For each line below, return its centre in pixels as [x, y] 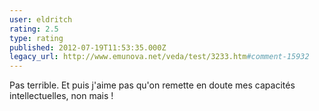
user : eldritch [41, 19]
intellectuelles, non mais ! [61, 96]
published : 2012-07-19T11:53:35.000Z [88, 47]
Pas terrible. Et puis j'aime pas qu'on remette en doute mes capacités [152, 85]
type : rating [36, 38]
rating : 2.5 [34, 29]
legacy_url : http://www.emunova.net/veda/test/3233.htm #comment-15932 [159, 57]
